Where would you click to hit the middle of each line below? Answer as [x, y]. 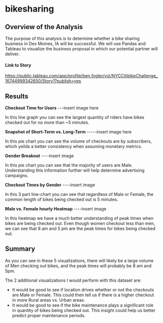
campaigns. [17, 176]
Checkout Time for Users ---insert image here [52, 108]
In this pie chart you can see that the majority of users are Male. [69, 165]
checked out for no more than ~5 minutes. [47, 123]
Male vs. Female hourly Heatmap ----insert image [56, 209]
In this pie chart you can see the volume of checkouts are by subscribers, [78, 141]
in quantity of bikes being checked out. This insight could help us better [84, 310]
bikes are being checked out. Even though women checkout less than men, [80, 224]
